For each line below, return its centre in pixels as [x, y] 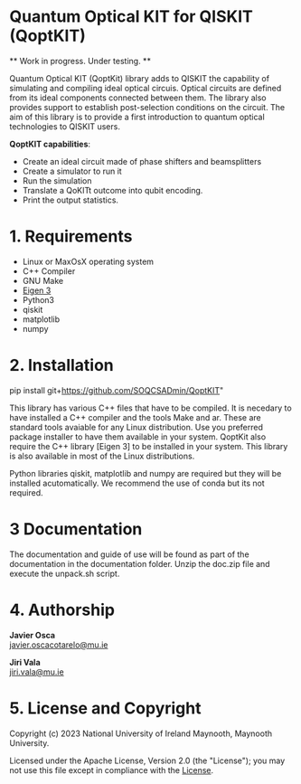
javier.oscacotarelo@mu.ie [59, 645]
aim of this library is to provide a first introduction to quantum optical [137, 117]
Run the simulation [57, 180]
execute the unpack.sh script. [65, 573]
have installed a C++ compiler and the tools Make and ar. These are [135, 417]
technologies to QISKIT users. [65, 126]
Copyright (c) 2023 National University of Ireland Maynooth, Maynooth [141, 733]
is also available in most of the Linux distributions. [102, 456]
